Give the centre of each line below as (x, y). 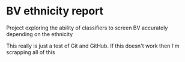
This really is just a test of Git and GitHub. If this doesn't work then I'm (93, 46)
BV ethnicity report (55, 11)
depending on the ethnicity (40, 34)
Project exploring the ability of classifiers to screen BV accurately (87, 28)
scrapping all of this (31, 52)
